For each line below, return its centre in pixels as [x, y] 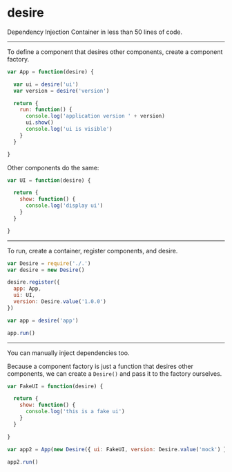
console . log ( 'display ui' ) [64, 206]
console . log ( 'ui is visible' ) [69, 129]
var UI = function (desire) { [49, 180]
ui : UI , [25, 296]
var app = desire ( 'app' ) [43, 320]
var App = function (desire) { [51, 72]
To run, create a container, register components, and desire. [93, 251]
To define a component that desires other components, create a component [115, 52]
